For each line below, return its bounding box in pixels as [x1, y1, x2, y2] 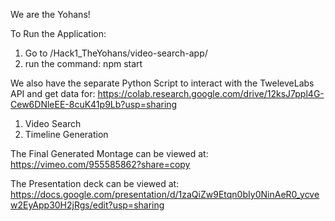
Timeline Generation [24, 129, 109, 140]
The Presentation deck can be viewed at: [10, 178, 180, 189]
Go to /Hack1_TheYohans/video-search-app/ [24, 47, 208, 59]
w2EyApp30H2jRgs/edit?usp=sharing [10, 199, 165, 211]
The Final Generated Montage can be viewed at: [10, 148, 209, 159]
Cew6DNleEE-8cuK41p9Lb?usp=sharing [10, 99, 178, 110]
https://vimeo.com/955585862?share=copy [10, 159, 191, 170]
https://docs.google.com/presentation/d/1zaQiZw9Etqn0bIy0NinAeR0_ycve [10, 189, 320, 200]
